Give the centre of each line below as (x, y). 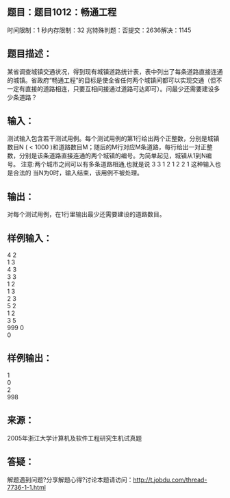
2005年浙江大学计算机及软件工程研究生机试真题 (75, 438)
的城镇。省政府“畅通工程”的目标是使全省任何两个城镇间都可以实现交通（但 (112, 80)
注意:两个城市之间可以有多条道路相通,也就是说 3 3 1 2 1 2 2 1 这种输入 (118, 164)
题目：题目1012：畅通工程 (62, 12)
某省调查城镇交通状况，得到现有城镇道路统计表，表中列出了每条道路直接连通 (115, 71)
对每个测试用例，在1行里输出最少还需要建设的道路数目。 (86, 214)
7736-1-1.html (27, 487)
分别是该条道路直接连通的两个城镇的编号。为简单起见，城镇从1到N (113, 155)
